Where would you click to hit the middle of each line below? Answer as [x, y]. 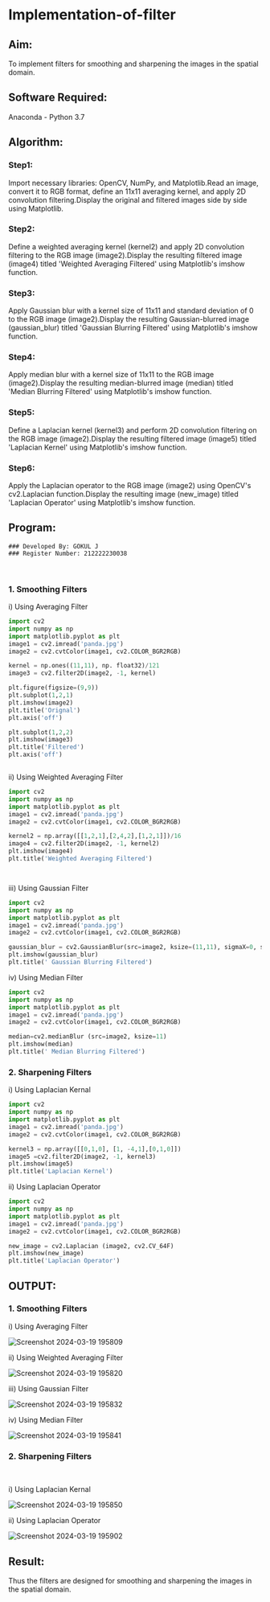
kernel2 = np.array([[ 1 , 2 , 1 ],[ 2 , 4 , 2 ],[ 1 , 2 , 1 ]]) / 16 [95, 836]
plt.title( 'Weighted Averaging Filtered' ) [80, 859]
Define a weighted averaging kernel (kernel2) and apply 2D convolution [127, 246]
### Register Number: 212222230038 [68, 553]
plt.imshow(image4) [41, 851]
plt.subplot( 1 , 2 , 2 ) [41, 732]
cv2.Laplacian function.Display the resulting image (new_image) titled [123, 494]
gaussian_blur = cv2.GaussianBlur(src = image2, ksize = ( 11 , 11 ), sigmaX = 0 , [133, 947]
